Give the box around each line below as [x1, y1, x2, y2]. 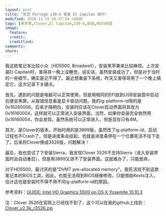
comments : [5, 44, 26, 49]
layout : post [5, 7, 32, 12]
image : [5, 26, 19, 31]
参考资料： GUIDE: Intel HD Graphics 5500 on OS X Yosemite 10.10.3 [5, 189, 143, 195]
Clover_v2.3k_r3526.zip [5, 205, 53, 211]
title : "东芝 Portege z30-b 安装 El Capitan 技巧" [5, 12, 107, 17]
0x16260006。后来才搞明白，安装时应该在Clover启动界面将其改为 [5, 104, 140, 110]
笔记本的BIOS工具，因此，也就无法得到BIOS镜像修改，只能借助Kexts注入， [5, 172, 158, 178]
